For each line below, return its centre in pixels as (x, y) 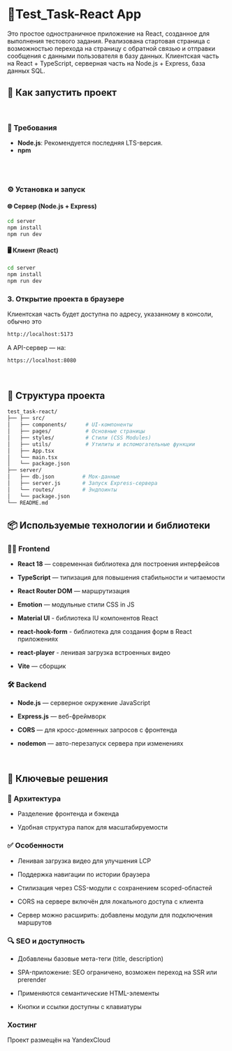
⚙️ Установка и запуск (46, 189)
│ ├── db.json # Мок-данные (64, 477)
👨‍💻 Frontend (29, 549)
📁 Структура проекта (56, 396)
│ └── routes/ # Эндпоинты (62, 490)
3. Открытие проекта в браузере (66, 298)
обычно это (24, 321)
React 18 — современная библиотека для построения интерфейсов (118, 564)
